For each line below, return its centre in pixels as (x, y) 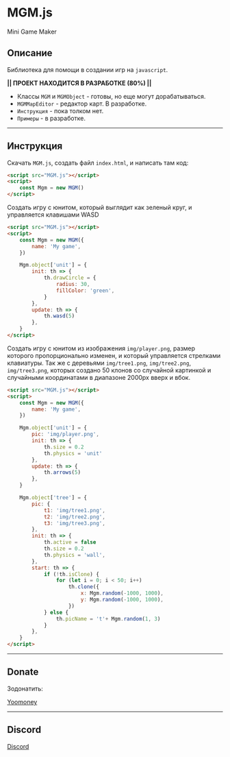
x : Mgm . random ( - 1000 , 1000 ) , (122, 593)
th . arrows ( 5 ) (62, 472)
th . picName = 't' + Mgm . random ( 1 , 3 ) (108, 618)
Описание (30, 53)
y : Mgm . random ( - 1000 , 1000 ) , (122, 600)
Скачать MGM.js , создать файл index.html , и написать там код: (98, 163)
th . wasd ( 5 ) (59, 316)
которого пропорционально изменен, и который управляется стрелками (114, 355)
